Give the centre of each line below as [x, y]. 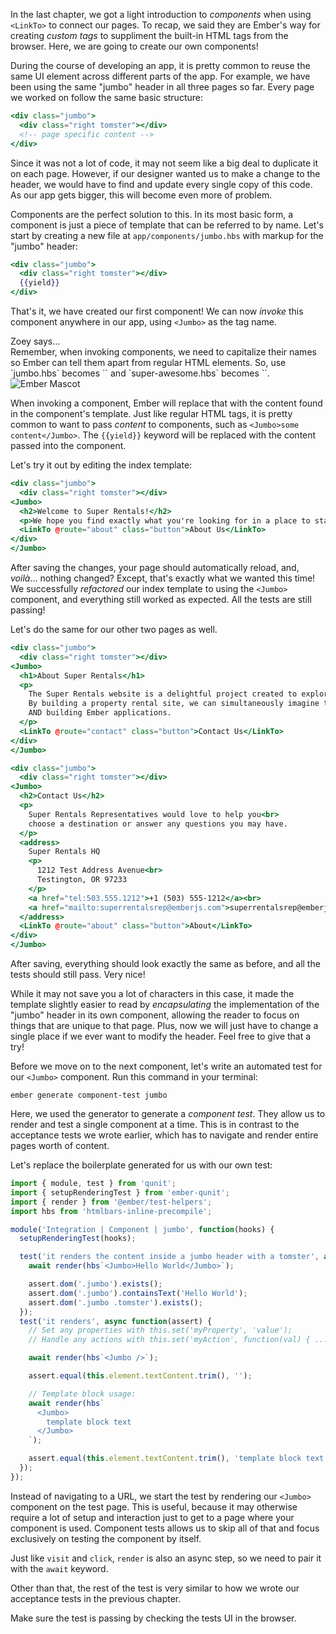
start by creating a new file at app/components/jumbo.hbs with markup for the [167, 235]
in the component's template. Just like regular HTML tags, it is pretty [151, 413]
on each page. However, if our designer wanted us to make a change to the [165, 173]
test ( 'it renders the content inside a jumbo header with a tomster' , [169, 1257]
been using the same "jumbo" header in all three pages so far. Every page [162, 87]
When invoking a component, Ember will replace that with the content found [166, 403]
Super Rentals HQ [64, 852]
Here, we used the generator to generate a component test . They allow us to [168, 1113]
